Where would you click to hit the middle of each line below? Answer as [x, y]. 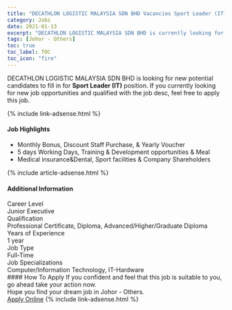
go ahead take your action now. [52, 284]
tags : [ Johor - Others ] [41, 39]
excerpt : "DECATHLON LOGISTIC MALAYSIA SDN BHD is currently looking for [116, 33]
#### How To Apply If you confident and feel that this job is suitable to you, [115, 278]
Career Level [25, 204]
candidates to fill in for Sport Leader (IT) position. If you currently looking [112, 85]
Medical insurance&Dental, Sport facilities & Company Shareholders [114, 159]
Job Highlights [29, 129]
